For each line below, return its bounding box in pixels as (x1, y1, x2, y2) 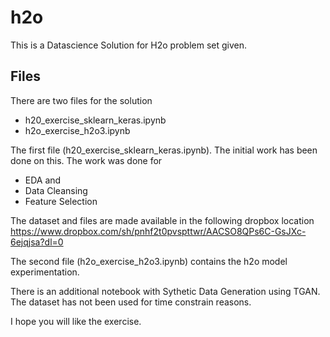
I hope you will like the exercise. (10, 315, 142, 327)
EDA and (24, 174, 62, 186)
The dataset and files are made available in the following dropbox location (10, 214, 315, 226)
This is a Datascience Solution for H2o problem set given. (10, 39, 248, 51)
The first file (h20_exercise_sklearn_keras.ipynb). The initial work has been (10, 144, 318, 156)
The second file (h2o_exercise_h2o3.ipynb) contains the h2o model (10, 255, 288, 267)
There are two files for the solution (10, 94, 153, 106)
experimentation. (10, 266, 80, 278)
